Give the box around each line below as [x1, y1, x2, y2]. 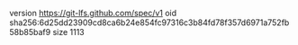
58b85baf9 [9, 27, 51, 37]
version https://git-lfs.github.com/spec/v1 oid [9, 8, 177, 18]
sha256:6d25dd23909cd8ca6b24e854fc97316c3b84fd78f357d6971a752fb [9, 17, 290, 28]
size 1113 [52, 27, 86, 37]
